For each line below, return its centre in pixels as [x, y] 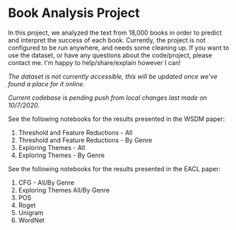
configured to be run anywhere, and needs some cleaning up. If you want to [119, 47]
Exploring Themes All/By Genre [64, 190]
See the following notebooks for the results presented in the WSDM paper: [117, 119]
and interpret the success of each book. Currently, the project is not [107, 40]
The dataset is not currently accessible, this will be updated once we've [113, 76]
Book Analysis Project [74, 13]
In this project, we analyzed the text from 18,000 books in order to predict [115, 33]
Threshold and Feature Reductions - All [75, 132]
